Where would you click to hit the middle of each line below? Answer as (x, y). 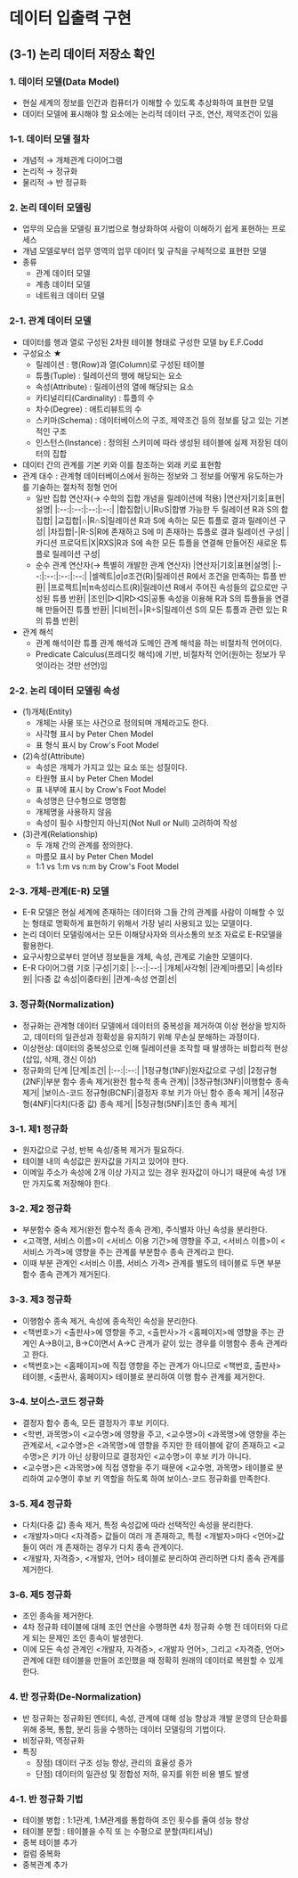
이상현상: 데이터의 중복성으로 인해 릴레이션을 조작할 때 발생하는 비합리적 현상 (155, 1047)
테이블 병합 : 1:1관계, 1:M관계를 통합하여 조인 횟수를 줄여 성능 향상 (136, 1820)
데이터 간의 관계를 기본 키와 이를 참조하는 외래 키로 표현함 (122, 464)
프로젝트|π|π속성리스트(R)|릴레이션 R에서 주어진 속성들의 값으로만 (164, 587)
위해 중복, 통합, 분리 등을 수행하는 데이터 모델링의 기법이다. (124, 1729)
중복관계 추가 (45, 1865)
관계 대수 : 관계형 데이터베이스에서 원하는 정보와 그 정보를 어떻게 (133, 476)
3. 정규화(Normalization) (62, 1005)
